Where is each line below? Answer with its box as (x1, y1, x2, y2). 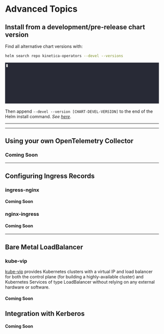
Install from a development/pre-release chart (5, 23, 145, 31)
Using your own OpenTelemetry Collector (5, 137, 134, 145)
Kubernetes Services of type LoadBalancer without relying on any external (5, 279, 155, 285)
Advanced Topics (5, 3, 78, 15)
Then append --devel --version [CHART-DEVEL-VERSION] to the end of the (5, 108, 153, 114)
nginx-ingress (5, 211, 40, 218)
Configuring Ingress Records (5, 172, 95, 180)
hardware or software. (5, 284, 50, 290)
